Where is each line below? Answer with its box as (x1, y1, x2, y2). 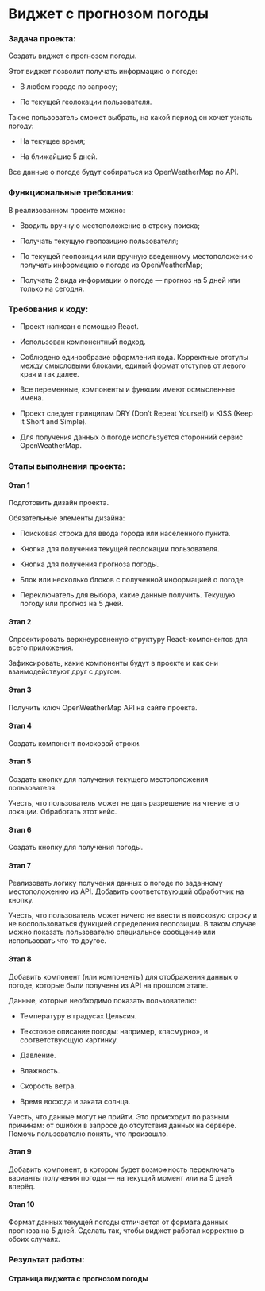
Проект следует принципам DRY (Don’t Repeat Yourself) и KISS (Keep (19, 408, 253, 418)
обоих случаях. (8, 1235, 61, 1244)
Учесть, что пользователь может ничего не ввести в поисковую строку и (8, 910, 258, 920)
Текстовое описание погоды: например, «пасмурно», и (19, 1026, 209, 1036)
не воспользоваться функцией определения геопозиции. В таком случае (8, 919, 256, 929)
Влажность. (19, 1065, 60, 1075)
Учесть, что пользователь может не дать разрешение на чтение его (8, 798, 240, 808)
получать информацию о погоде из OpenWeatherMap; (19, 260, 203, 269)
